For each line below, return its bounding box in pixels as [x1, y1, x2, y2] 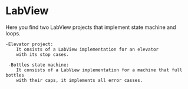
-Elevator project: [5, 41, 54, 47]
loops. [5, 29, 21, 37]
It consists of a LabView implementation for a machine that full [16, 67, 183, 73]
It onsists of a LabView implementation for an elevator [16, 46, 159, 52]
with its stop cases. [16, 51, 69, 57]
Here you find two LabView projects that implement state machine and [5, 24, 176, 31]
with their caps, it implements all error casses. [16, 77, 143, 83]
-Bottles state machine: [8, 62, 69, 68]
